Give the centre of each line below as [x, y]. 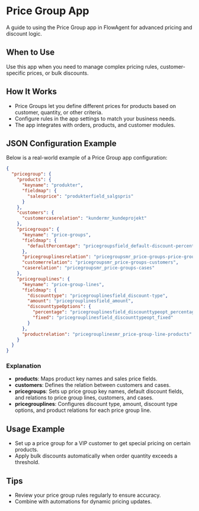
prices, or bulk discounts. [58, 73]
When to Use [31, 53]
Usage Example [36, 429]
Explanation [24, 366]
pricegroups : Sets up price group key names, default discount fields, [99, 391]
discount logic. [24, 33]
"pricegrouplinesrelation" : [57, 257]
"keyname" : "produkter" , [52, 185]
